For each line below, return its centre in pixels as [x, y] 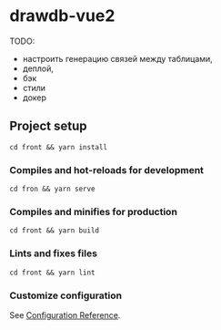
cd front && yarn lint [52, 273]
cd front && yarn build [55, 231]
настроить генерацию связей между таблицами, [118, 58]
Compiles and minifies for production [93, 211]
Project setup [49, 126]
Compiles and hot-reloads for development [107, 170]
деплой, [38, 68]
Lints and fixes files [54, 253]
